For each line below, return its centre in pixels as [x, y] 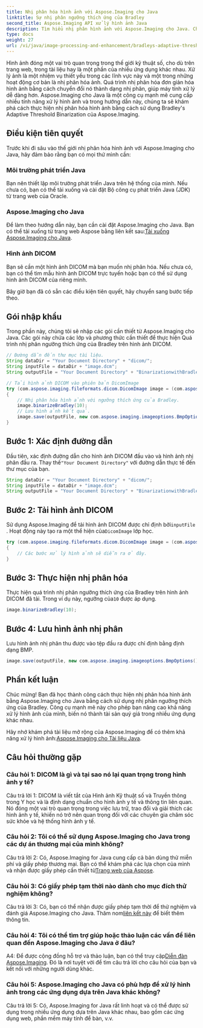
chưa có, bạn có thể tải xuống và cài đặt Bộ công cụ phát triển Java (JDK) [98, 189]
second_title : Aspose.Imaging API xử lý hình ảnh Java [77, 23]
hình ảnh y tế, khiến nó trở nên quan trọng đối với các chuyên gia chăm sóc [100, 814]
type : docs [20, 35]
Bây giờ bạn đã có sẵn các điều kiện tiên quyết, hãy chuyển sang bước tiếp [100, 291]
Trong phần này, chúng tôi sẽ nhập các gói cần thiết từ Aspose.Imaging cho [100, 331]
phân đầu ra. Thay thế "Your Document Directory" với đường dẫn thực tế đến [101, 462]
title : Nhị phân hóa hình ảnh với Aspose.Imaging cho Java [82, 12]
